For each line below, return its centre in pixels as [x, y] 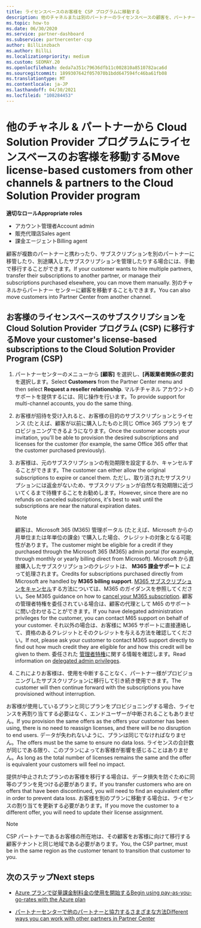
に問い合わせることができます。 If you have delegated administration [99, 611]
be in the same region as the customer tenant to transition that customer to [98, 851]
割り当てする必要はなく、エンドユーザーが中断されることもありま [108, 713]
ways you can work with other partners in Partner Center [85, 918]
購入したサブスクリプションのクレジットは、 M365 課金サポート [100, 566]
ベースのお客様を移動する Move [103, 157]
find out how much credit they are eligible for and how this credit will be [103, 646]
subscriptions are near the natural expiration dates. [78, 505]
